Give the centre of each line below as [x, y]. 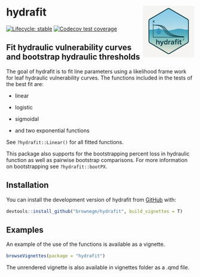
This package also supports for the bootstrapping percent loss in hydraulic [98, 153]
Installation [27, 185]
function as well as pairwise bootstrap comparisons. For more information [97, 160]
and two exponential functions [52, 130]
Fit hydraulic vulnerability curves [69, 48]
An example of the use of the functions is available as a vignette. [86, 244]
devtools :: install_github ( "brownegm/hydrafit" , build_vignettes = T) [95, 211]
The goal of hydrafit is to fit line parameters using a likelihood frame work [96, 71]
